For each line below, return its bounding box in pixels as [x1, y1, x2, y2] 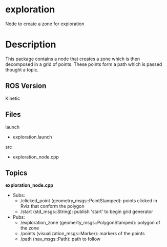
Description [5, 39, 56, 50]
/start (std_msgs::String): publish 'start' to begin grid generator [20, 208, 154, 215]
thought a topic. [5, 66, 39, 73]
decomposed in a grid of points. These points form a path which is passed [5, 61, 162, 67]
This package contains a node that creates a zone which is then [5, 56, 140, 62]
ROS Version [5, 81, 47, 91]
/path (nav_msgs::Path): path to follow [20, 236, 101, 242]
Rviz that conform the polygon [20, 203, 85, 209]
